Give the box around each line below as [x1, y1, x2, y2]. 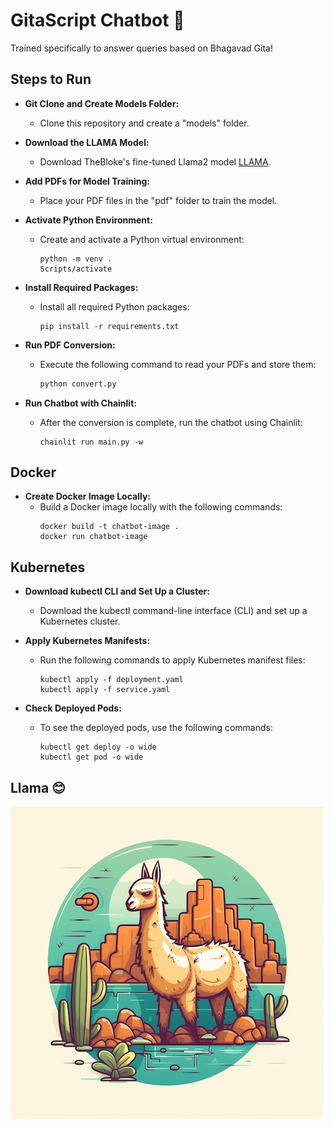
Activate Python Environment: [24, 214, 153, 226]
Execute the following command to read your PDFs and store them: [39, 358, 317, 370]
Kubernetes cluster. [39, 615, 121, 628]
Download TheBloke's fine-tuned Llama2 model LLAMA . [39, 155, 272, 168]
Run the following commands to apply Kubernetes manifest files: [39, 654, 306, 666]
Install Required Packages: [24, 281, 139, 293]
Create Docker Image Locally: [24, 490, 152, 503]
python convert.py [39, 379, 117, 389]
